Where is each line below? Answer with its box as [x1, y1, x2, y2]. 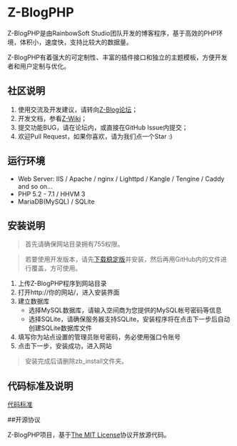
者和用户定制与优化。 [7, 61, 70, 70]
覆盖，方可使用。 [31, 264, 82, 272]
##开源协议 [7, 415, 41, 424]
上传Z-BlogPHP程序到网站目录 [17, 279, 107, 288]
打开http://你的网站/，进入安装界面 [17, 288, 120, 297]
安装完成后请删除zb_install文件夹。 [24, 357, 128, 365]
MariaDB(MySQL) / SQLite [17, 197, 95, 206]
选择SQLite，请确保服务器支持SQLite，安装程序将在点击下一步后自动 [28, 315, 231, 324]
